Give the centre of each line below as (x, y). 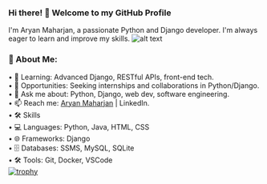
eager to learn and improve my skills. (69, 38)
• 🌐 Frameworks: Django (49, 138)
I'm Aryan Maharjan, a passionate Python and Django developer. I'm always (133, 30)
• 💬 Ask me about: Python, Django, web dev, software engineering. (119, 94)
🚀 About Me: (33, 59)
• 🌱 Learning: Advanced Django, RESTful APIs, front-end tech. (111, 77)
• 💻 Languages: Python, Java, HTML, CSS (79, 126)
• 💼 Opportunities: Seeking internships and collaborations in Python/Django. (134, 85)
